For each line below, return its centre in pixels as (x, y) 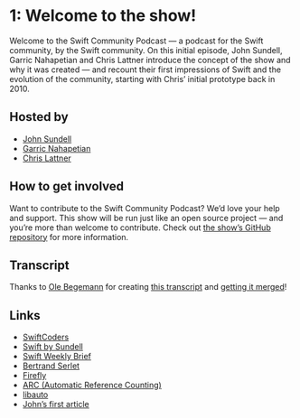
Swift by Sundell (52, 347)
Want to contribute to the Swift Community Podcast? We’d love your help (145, 208)
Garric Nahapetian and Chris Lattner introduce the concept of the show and (150, 60)
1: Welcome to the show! (103, 16)
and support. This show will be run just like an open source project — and (146, 218)
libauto (35, 395)
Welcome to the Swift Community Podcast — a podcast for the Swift (136, 41)
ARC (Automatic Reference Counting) (92, 385)
